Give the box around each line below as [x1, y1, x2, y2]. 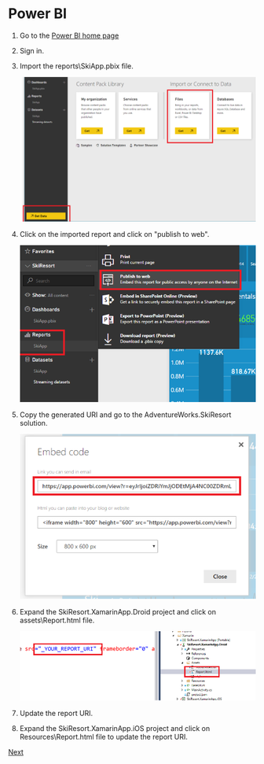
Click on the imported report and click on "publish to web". [19, 229, 210, 238]
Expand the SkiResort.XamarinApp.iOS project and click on [19, 723, 211, 733]
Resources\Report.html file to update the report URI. [19, 732, 189, 741]
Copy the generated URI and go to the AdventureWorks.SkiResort [19, 410, 232, 419]
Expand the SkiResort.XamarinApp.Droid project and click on [19, 607, 216, 616]
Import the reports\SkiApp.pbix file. [19, 61, 134, 71]
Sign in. [19, 46, 45, 55]
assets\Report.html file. [19, 615, 95, 625]
